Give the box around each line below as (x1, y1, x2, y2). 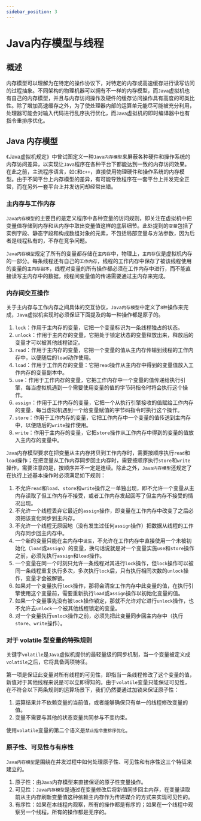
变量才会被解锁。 (25, 575, 68, 582)
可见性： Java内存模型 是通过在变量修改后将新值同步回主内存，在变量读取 (14, 786, 190, 793)
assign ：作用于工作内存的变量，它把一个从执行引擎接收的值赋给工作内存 (14, 399, 194, 406)
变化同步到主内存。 (31, 515, 78, 522)
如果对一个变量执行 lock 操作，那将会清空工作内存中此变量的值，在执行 (14, 582, 188, 589)
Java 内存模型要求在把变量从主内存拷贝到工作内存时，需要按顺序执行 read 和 (6, 449, 190, 456)
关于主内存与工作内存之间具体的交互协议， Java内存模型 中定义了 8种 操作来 (6, 304, 184, 311)
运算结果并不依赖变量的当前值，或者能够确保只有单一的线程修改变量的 (14, 699, 188, 706)
